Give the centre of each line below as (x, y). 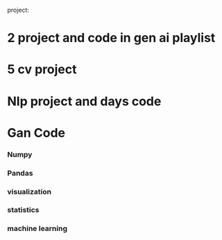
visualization (29, 192)
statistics (23, 210)
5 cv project (42, 70)
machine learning (37, 229)
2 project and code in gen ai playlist (111, 38)
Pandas (20, 173)
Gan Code (36, 132)
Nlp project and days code (84, 101)
